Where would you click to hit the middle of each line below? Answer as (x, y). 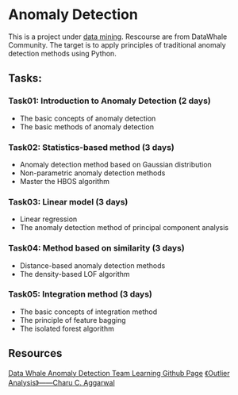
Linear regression (48, 219)
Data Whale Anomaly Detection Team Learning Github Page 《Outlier (119, 373)
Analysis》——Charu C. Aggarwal (61, 382)
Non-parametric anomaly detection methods (92, 173)
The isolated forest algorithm (67, 328)
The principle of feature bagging (73, 320)
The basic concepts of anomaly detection (88, 118)
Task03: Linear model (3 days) (68, 201)
